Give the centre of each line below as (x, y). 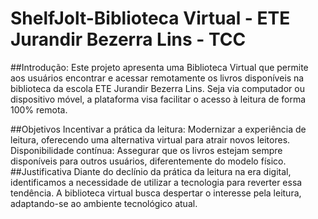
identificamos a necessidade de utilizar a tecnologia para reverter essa (156, 182)
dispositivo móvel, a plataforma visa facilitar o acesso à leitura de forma (158, 99)
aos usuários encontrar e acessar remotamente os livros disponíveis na (157, 78)
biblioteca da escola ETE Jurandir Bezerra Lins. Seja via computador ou (157, 88)
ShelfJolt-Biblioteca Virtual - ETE (150, 18)
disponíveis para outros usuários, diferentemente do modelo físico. (148, 161)
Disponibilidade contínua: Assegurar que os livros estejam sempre (146, 150)
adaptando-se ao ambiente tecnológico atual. (104, 203)
